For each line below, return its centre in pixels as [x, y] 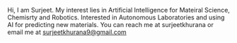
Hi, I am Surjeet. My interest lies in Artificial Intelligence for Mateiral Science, [118, 10]
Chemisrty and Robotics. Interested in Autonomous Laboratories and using [116, 17]
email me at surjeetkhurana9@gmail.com [67, 32]
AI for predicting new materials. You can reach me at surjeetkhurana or [110, 25]
